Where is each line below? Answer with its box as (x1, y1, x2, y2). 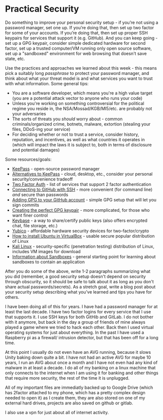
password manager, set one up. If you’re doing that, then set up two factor (5, 24, 154, 30)
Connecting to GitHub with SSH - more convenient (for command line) (12, 186, 153, 192)
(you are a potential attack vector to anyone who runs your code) (12, 95, 143, 101)
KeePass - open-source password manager (12, 165, 100, 171)
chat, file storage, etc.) (12, 222, 58, 228)
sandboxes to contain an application (12, 259, 85, 265)
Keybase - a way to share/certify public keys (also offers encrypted (12, 218, 147, 223)
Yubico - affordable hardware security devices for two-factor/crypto (12, 228, 149, 234)
